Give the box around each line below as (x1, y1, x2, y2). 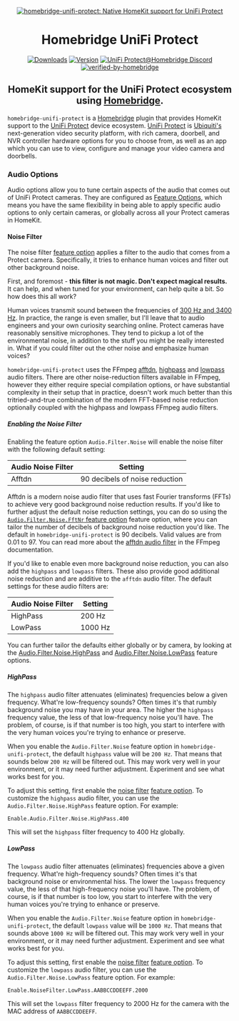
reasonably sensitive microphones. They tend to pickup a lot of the (7, 329, 204, 337)
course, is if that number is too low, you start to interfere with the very (7, 893, 213, 901)
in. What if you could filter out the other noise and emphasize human (7, 344, 209, 352)
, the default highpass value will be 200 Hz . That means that (49, 750, 223, 758)
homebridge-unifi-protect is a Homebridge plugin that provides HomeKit (7, 113, 222, 122)
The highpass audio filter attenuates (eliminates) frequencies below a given (7, 691, 228, 699)
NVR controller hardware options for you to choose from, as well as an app (7, 136, 227, 145)
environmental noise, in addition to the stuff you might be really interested (7, 336, 225, 345)
